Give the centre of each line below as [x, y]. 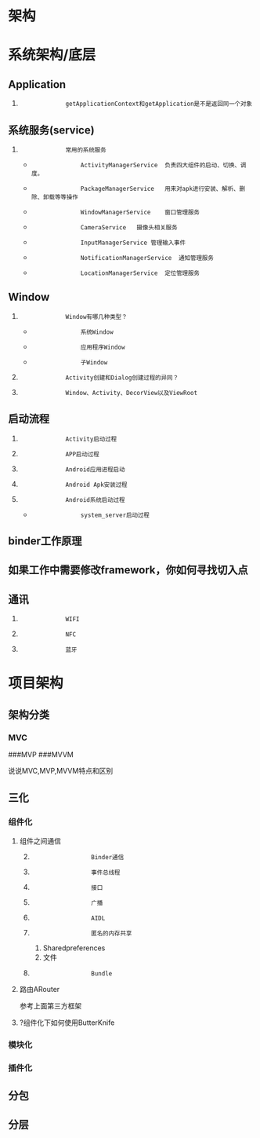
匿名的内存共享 [112, 933]
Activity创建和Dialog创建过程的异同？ [122, 378]
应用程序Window [103, 347]
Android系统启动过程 [95, 499]
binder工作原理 [45, 542]
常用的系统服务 [86, 150]
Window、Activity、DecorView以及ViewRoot [132, 393]
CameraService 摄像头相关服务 [129, 228]
